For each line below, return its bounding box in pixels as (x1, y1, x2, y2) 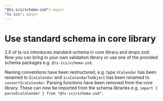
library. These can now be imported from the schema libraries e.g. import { (4, 85, 158, 91)
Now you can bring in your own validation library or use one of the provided (4, 55, 158, 61)
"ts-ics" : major (4, 12, 38, 17)
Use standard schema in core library (4, 33, 156, 44)
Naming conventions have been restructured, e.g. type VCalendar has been (4, 69, 157, 75)
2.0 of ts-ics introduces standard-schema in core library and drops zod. (4, 49, 151, 55)
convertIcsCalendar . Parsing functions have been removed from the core (4, 80, 153, 86)
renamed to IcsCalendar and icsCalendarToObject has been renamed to (4, 74, 150, 80)
